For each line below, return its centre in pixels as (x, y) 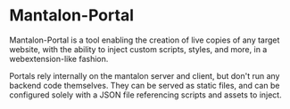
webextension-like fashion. (59, 58)
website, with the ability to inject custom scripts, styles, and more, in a (138, 49)
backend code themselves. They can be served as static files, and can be (145, 85)
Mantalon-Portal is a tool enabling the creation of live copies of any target (145, 40)
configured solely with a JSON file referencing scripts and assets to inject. (146, 95)
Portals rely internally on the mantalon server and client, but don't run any (145, 75)
